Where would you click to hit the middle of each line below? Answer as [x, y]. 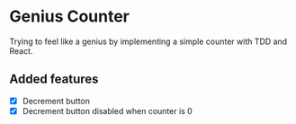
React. [21, 50]
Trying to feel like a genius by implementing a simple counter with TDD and [148, 41]
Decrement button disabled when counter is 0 [108, 111]
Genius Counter [70, 17]
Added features [54, 80]
